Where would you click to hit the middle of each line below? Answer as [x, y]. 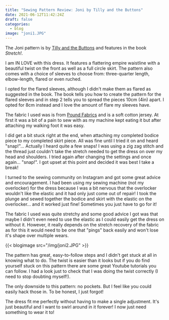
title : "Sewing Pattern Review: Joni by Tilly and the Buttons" [74, 10]
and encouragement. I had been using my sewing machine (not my [75, 183]
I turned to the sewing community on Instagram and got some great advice [83, 177]
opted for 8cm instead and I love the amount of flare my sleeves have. [78, 105]
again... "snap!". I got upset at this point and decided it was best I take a [80, 162]
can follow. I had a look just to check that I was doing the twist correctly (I [82, 271]
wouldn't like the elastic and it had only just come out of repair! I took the [81, 193]
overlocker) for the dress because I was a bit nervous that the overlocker [81, 188]
